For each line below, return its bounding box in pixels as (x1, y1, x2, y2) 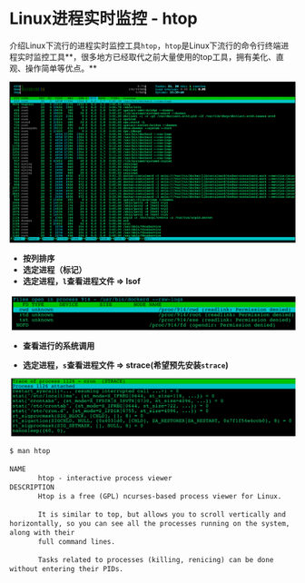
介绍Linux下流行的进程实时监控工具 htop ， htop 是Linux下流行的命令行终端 (9, 40, 281, 51)
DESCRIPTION (9, 482, 54, 491)
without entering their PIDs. (9, 564, 124, 573)
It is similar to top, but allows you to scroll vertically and (37, 509, 286, 519)
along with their (9, 528, 75, 537)
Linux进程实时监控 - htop (9, 8, 198, 29)
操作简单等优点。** (25, 63, 98, 74)
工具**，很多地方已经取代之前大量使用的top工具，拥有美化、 (48, 51, 277, 62)
